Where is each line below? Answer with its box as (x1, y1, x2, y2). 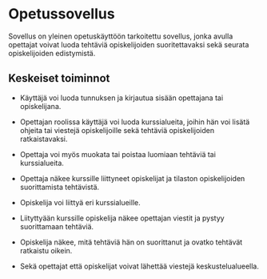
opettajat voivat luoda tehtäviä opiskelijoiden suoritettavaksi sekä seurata (8, 39, 249, 49)
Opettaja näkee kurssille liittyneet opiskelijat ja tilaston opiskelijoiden (19, 173, 245, 183)
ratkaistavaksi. (19, 134, 68, 144)
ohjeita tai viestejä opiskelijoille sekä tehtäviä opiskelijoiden (19, 125, 214, 135)
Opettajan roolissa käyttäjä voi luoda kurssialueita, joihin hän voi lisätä (19, 117, 250, 127)
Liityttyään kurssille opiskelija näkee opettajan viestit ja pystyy (19, 213, 225, 223)
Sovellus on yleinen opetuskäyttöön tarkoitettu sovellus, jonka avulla (8, 31, 233, 41)
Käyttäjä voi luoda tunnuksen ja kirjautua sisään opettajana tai (19, 93, 224, 103)
